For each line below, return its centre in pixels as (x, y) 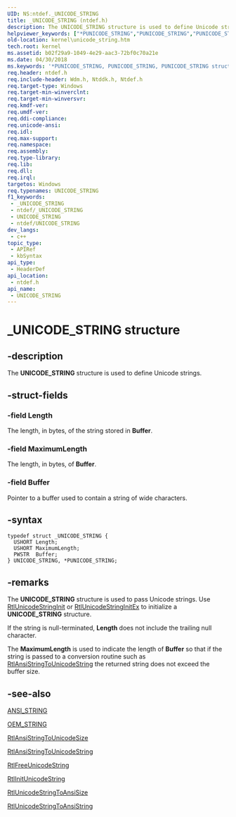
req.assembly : (28, 151)
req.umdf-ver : (28, 112)
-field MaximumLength (47, 449)
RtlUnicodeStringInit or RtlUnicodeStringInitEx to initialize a (92, 607)
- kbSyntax (26, 256)
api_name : (22, 289)
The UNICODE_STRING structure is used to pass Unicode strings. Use (109, 599)
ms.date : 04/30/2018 (38, 60)
